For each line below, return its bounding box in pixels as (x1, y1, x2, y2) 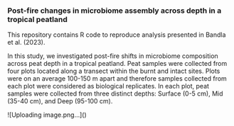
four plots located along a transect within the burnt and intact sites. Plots (7, 67, 220, 76)
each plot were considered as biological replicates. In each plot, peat (7, 82, 210, 91)
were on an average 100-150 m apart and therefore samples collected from (7, 74, 228, 83)
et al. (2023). (7, 38, 46, 47)
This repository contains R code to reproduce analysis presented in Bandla (7, 30, 226, 39)
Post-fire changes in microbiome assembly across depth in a (7, 6, 222, 16)
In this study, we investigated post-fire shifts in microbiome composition (7, 52, 218, 60)
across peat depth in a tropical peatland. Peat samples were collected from (7, 59, 228, 68)
